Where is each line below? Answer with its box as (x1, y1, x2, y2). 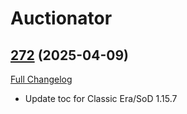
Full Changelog (10, 73, 73, 85)
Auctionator (10, 7, 113, 30)
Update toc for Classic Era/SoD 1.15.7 (24, 93, 178, 104)
